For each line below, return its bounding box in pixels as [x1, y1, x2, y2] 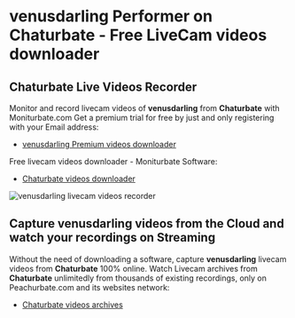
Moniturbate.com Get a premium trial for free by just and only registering [9, 113, 275, 123]
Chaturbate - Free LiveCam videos [9, 25, 268, 45]
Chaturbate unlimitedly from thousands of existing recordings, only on [9, 273, 268, 283]
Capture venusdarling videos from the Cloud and [9, 216, 285, 232]
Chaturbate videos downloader [21, 173, 136, 184]
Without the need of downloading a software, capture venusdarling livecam [9, 253, 287, 264]
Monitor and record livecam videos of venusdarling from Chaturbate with [9, 103, 281, 113]
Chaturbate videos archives [21, 299, 124, 310]
